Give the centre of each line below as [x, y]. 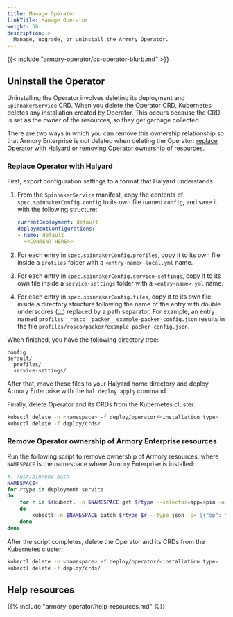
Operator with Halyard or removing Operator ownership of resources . [106, 148]
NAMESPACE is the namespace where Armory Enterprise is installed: [101, 463]
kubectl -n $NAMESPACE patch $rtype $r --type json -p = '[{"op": [127, 516]
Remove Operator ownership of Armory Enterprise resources [112, 441]
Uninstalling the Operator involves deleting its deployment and [96, 97]
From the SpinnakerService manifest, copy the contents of [100, 195]
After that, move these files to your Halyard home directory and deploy [108, 384]
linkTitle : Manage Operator [48, 20]
